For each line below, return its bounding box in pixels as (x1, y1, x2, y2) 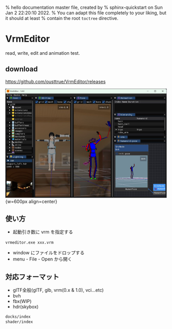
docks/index (5, 314, 31, 319)
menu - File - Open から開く (12, 256, 73, 262)
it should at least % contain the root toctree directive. (5, 15, 119, 21)
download (5, 65, 38, 74)
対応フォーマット (5, 272, 59, 281)
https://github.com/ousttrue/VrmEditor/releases (5, 78, 106, 84)
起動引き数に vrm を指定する (12, 229, 73, 235)
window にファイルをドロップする (12, 250, 85, 256)
